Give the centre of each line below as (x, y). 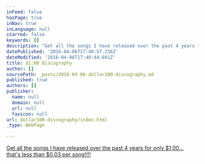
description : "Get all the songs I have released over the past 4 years (101, 46)
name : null (26, 97)
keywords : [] (23, 40)
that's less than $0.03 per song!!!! (49, 155)
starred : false (26, 35)
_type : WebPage (26, 126)
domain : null (28, 102)
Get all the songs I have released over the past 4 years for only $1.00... (95, 148)
